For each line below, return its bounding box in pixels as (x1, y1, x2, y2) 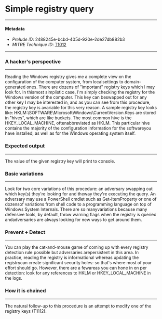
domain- (124, 79, 141, 85)
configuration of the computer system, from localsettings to (5, 79, 124, 85)
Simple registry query (5, 3, 94, 15)
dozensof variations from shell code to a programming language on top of (5, 201, 152, 207)
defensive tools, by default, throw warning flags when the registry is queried (5, 212, 157, 218)
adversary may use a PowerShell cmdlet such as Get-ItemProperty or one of (5, 196, 157, 202)
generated (5, 84, 26, 90)
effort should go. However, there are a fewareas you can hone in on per (5, 265, 147, 271)
